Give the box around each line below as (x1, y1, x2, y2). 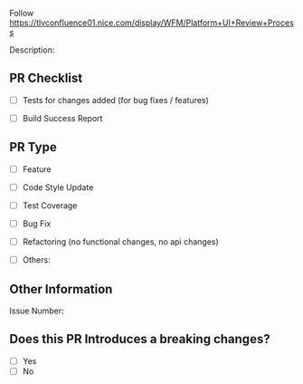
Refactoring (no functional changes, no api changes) (22, 236, 219, 247)
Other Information (9, 281, 113, 297)
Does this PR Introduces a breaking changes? (9, 331, 270, 347)
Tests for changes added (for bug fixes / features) (22, 94, 210, 105)
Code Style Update (22, 181, 94, 193)
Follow (9, 8, 34, 18)
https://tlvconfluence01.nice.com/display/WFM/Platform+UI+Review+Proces (9, 17, 294, 28)
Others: (22, 254, 52, 265)
